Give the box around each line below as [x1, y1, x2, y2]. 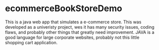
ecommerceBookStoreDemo [5, 3, 122, 14]
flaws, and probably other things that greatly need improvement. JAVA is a [5, 29, 155, 35]
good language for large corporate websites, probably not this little [5, 34, 140, 40]
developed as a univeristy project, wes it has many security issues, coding [5, 24, 155, 30]
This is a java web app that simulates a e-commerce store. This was [5, 19, 141, 25]
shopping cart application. [5, 39, 58, 45]
